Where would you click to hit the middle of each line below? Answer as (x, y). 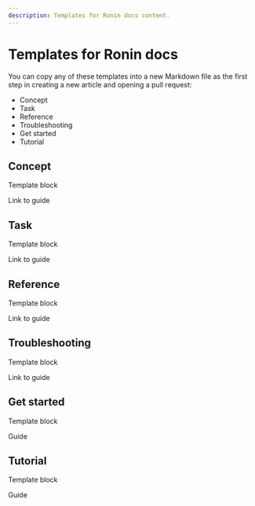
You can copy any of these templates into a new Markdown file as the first (128, 76)
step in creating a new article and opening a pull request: (100, 84)
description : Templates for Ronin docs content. (89, 15)
